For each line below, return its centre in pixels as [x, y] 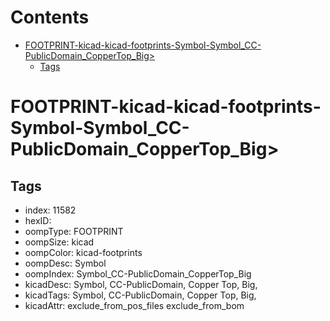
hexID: [38, 220]
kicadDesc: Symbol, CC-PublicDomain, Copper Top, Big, [141, 284]
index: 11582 [50, 210]
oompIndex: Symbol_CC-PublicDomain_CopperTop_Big [138, 273]
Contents [50, 17]
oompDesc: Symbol [65, 263]
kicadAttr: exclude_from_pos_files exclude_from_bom [134, 305]
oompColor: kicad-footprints [83, 252]
